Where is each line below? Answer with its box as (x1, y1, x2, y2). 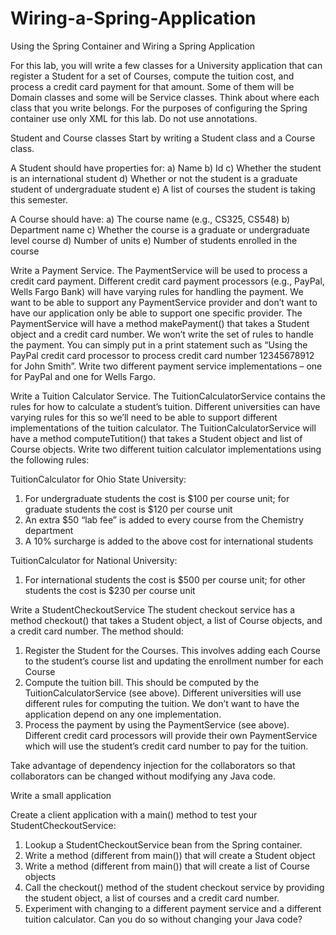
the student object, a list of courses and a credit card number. (24, 892, 280, 904)
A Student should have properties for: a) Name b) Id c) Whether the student (10, 162, 322, 174)
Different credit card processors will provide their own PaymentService (24, 729, 318, 741)
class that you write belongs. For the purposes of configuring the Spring (10, 102, 308, 114)
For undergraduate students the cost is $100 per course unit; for (24, 492, 290, 504)
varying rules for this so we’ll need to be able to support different (10, 411, 278, 423)
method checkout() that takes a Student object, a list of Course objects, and (10, 614, 323, 626)
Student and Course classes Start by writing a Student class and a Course (10, 132, 316, 144)
